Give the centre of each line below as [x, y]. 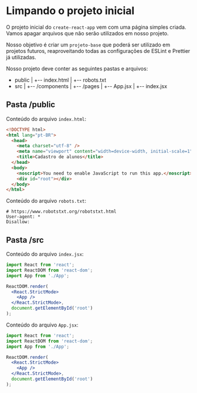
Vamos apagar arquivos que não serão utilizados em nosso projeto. [87, 33]
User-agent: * [23, 217]
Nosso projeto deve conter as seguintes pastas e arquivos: [77, 68]
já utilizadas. [21, 57]
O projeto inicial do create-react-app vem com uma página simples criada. [96, 27]
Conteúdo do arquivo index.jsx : [45, 254]
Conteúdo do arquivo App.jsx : [42, 325]
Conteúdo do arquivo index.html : [46, 119]
